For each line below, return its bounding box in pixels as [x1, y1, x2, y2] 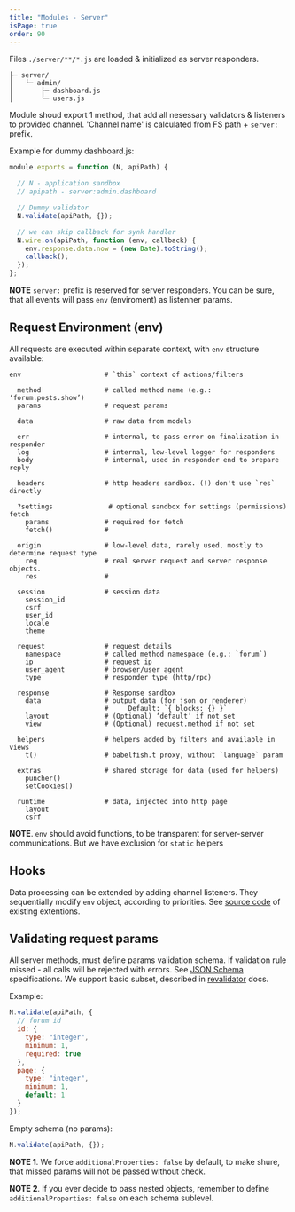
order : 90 [9, 29, 46, 38]
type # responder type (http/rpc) [25, 673, 213, 681]
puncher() [25, 774, 62, 783]
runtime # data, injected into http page [17, 797, 228, 806]
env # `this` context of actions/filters [9, 370, 244, 379]
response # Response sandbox [17, 689, 176, 697]
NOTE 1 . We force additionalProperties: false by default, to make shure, [9, 1156, 281, 1167]
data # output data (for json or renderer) [25, 696, 248, 705]
